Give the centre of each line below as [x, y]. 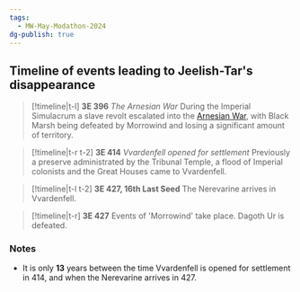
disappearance [53, 85]
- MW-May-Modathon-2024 [62, 26]
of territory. [52, 135]
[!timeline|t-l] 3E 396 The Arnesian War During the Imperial [141, 106]
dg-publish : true [42, 34]
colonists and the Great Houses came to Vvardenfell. [129, 172]
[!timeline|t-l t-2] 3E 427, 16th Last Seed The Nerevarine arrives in [154, 189]
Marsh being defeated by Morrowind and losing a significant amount [158, 126]
